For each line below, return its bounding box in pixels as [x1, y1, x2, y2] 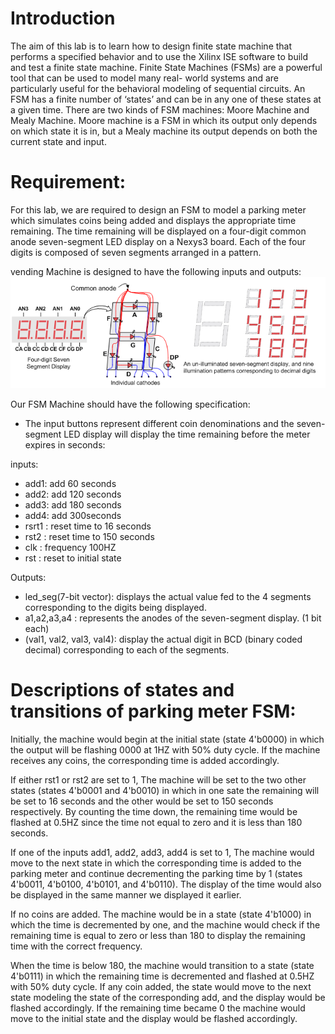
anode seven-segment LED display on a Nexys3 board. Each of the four [10, 235, 306, 247]
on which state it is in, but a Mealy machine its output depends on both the [10, 125, 318, 137]
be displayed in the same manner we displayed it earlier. [10, 888, 242, 901]
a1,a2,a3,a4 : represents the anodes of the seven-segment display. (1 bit [24, 612, 322, 624]
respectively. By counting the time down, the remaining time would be [10, 805, 298, 817]
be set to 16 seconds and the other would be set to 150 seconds [10, 795, 274, 807]
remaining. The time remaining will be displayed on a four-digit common [10, 225, 307, 237]
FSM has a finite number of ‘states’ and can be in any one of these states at [10, 93, 322, 105]
